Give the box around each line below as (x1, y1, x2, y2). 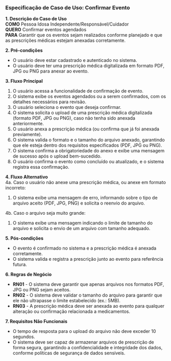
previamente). (12, 131, 42, 138)
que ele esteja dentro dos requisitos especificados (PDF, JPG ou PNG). (12, 142, 162, 148)
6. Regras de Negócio (5, 272, 52, 278)
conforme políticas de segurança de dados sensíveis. (12, 350, 126, 356)
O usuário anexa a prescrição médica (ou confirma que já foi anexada (12, 126, 160, 132)
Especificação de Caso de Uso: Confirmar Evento (5, 4, 130, 11)
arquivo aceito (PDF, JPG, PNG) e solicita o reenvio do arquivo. (12, 200, 145, 206)
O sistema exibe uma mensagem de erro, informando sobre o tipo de (12, 195, 158, 201)
